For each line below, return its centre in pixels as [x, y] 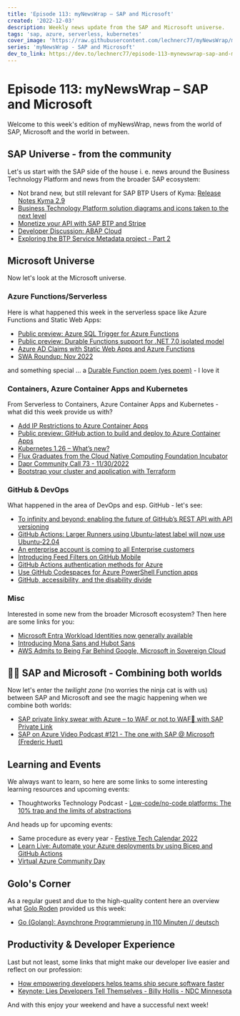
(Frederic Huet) [40, 742]
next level [32, 216]
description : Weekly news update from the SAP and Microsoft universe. [116, 27]
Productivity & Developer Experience [91, 945]
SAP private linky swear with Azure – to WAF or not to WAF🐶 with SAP [120, 719]
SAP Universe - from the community [90, 154]
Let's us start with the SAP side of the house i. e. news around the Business [119, 171]
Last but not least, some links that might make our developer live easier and [119, 962]
